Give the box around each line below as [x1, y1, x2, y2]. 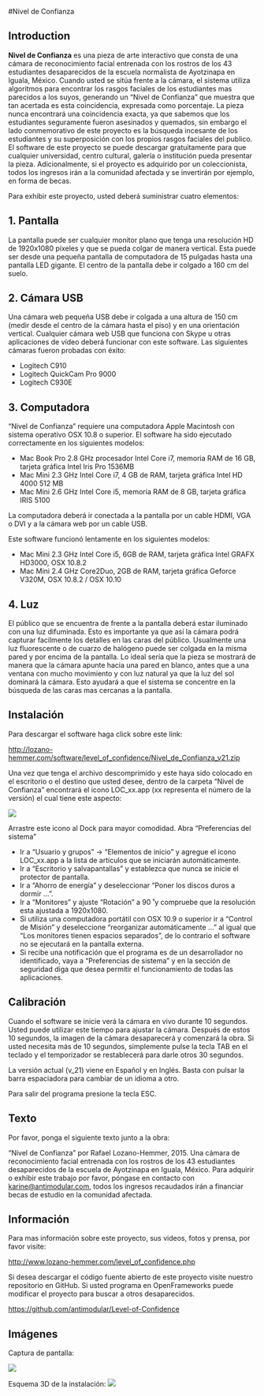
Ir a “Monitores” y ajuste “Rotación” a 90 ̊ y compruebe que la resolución [19, 897, 256, 906]
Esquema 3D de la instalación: [8, 1379, 106, 1389]
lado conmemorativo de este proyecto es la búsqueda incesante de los [8, 125, 238, 135]
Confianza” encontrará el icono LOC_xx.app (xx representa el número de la [8, 784, 251, 795]
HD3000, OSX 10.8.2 [19, 558, 87, 568]
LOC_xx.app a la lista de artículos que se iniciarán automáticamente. [19, 855, 241, 865]
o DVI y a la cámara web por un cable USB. [8, 519, 148, 529]
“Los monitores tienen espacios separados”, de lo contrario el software [19, 930, 251, 940]
